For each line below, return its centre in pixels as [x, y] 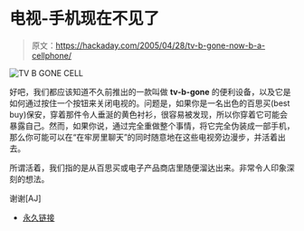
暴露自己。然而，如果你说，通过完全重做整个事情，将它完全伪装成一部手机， [152, 125]
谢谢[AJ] [25, 198]
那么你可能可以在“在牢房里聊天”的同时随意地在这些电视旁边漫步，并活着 [144, 137]
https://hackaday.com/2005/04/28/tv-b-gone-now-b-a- [161, 45]
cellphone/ [52, 55]
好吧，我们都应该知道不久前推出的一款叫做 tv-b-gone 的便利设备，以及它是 [150, 91]
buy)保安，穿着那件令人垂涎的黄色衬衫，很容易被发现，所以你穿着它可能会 [148, 114]
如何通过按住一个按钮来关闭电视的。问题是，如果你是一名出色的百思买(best [150, 103]
